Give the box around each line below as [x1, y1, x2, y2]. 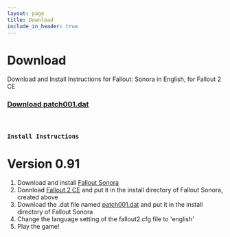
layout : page [7, 10, 45, 17]
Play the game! [16, 223, 60, 231]
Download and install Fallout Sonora [16, 179, 119, 187]
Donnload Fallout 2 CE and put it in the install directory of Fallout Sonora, [16, 186, 223, 194]
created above [16, 193, 58, 201]
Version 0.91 [7, 156, 80, 172]
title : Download [7, 16, 54, 23]
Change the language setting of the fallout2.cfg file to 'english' [16, 215, 194, 223]
